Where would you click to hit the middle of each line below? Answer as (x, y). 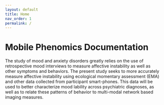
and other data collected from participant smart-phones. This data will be (79, 82)
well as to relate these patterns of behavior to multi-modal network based (79, 92)
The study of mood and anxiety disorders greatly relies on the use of (74, 61)
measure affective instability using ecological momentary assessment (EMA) (82, 77)
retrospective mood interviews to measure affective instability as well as (78, 66)
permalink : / (18, 23)
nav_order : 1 (18, 19)
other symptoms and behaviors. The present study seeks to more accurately (82, 71)
